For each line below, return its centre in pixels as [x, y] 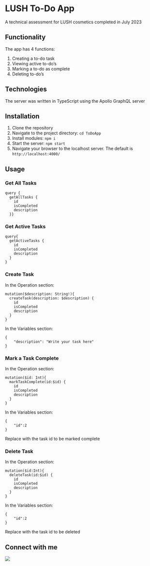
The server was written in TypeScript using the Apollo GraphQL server [75, 101]
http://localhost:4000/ [36, 154]
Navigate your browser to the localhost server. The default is [72, 148]
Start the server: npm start [38, 144]
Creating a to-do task [33, 58]
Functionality [25, 37]
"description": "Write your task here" [54, 342]
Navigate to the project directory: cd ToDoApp [56, 133]
